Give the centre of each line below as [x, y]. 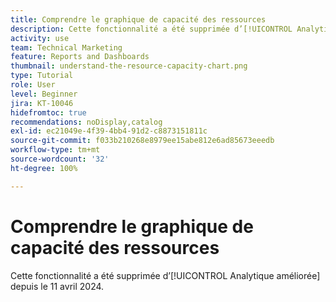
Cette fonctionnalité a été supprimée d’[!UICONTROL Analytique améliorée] [165, 275]
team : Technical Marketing [66, 47]
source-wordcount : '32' [60, 159]
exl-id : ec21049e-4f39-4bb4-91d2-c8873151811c [109, 131]
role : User [33, 85]
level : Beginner [44, 94]
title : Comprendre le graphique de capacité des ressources [138, 19]
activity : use [40, 38]
